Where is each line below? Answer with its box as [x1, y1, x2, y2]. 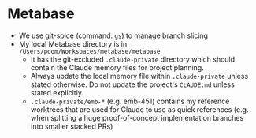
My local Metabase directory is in [18, 39, 128, 48]
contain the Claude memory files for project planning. [30, 62, 204, 72]
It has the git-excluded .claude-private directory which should [30, 54, 236, 64]
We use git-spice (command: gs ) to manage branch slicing [18, 31, 209, 40]
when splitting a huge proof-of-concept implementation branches [30, 113, 244, 122]
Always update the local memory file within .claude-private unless [30, 71, 249, 80]
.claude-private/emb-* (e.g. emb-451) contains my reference [30, 96, 230, 106]
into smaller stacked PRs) [30, 121, 113, 131]
